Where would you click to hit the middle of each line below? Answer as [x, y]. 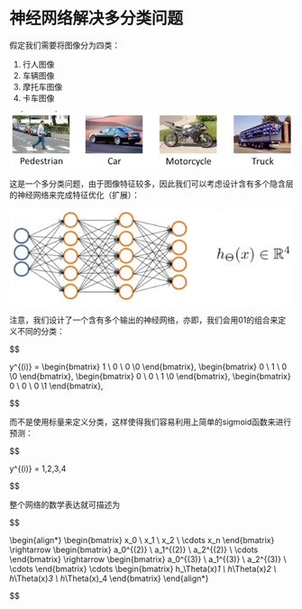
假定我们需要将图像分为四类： [64, 45]
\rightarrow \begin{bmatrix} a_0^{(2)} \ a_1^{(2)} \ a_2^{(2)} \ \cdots [134, 550]
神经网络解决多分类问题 [96, 18]
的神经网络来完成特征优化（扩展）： [74, 195]
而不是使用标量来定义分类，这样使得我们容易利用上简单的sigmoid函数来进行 [150, 422]
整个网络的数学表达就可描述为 [64, 504]
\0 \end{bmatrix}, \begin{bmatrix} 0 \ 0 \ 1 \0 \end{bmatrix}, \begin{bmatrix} [150, 377]
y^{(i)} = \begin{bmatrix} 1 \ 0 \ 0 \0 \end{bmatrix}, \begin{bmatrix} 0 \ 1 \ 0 [148, 367]
